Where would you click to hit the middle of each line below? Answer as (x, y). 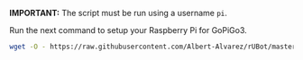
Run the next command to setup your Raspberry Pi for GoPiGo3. (129, 30)
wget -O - (28, 47)
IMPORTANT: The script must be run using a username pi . (119, 13)
